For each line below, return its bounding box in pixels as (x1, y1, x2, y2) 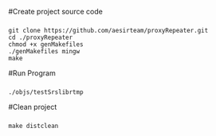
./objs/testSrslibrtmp (8, 87, 84, 96)
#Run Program (8, 68, 56, 78)
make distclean (8, 122, 59, 130)
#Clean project (8, 102, 57, 111)
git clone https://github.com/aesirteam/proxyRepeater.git (8, 26, 209, 34)
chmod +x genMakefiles (8, 40, 84, 49)
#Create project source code (8, 7, 104, 16)
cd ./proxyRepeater (8, 33, 73, 41)
